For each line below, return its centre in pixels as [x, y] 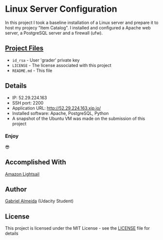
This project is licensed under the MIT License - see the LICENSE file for [77, 228]
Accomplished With [36, 162]
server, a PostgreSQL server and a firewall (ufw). [54, 33]
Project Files [24, 48]
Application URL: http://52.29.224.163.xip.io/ [56, 108]
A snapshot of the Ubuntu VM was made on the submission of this [78, 118]
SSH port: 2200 [28, 103]
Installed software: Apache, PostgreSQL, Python [60, 113]
